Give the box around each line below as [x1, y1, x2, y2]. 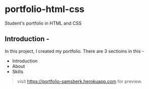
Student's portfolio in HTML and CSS [5, 20, 82, 26]
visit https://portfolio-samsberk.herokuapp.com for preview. [17, 78, 142, 84]
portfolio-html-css [5, 4, 85, 15]
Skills [12, 68, 24, 74]
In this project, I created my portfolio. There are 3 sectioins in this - [5, 48, 144, 54]
